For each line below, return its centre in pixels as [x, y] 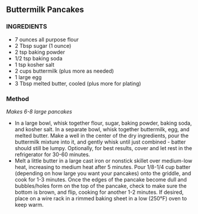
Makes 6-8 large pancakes [39, 111]
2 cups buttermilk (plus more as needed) [64, 71]
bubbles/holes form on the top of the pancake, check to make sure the [101, 186]
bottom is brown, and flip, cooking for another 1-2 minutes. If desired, [99, 192]
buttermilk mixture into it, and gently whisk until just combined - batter [100, 142]
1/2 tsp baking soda [39, 58]
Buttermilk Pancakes [45, 10]
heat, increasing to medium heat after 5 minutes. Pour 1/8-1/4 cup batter [103, 167]
